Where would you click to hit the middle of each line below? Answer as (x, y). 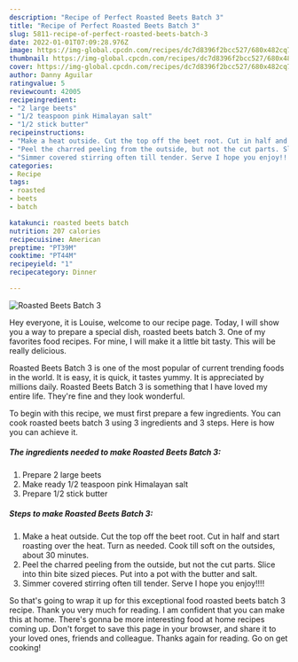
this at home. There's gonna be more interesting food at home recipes (137, 619)
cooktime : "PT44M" (43, 256)
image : (21, 51)
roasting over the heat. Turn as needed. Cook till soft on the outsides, (149, 545)
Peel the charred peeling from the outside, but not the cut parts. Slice (149, 565)
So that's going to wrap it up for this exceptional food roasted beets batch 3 (148, 600)
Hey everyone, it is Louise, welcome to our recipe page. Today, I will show (144, 322)
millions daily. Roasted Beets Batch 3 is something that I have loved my (138, 386)
